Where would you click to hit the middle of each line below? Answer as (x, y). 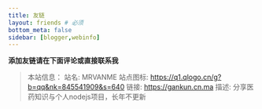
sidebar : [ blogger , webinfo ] (54, 37)
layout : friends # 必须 (46, 23)
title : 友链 (26, 15)
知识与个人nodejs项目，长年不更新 (90, 97)
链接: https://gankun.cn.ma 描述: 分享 (186, 87)
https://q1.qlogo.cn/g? (186, 77)
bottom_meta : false (40, 30)
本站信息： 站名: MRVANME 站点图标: (88, 77)
